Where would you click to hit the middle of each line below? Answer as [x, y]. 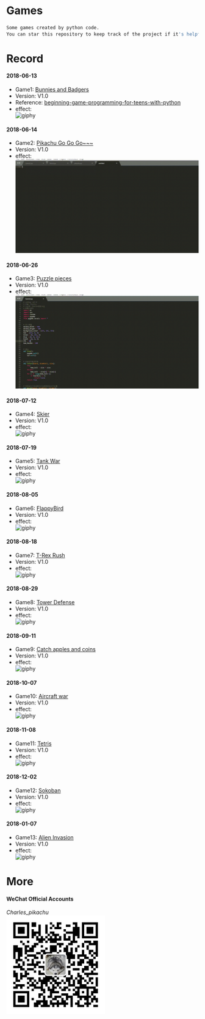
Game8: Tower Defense [45, 602]
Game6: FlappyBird [39, 508]
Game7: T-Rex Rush [40, 555]
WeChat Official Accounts [40, 899]
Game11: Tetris [33, 743]
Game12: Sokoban [38, 790]
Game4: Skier [32, 414]
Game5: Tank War [38, 461]
